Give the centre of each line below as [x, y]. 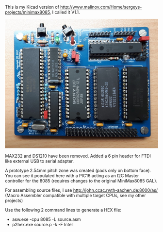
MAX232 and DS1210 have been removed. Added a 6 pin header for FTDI [78, 156]
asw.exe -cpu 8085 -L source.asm [46, 219]
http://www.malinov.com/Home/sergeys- [101, 7]
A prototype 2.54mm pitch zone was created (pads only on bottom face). [78, 171]
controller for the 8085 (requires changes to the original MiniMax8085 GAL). [81, 181]
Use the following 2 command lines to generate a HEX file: [63, 210]
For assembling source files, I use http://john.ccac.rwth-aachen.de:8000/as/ [81, 190]
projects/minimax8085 [27, 12]
